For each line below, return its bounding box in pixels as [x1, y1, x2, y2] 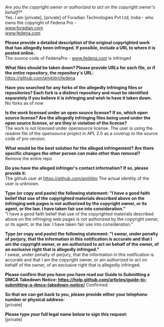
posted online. [5, 50, 35, 56]
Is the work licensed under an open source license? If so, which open [5, 110, 148, 116]
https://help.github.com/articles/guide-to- [58, 277, 147, 282]
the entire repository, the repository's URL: [5, 70, 94, 75]
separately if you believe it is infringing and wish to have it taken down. [5, 95, 152, 101]
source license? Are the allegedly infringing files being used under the [5, 115, 151, 120]
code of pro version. [5, 136, 46, 141]
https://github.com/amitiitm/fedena [5, 75, 76, 81]
